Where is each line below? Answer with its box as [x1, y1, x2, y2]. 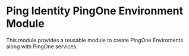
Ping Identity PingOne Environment [6, 4, 184, 18]
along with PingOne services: [6, 43, 78, 50]
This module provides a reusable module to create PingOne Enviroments [6, 36, 184, 43]
